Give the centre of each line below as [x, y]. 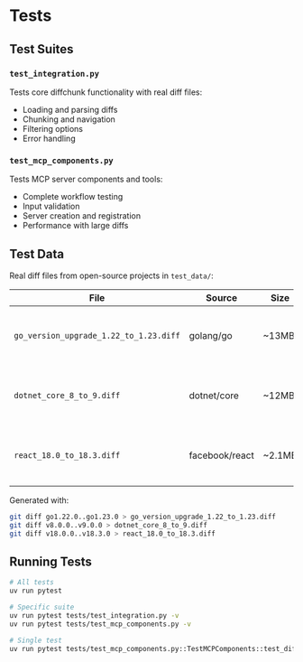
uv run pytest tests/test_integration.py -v [94, 616]
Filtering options [53, 128]
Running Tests [50, 562]
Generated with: [39, 500]
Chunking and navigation [69, 119]
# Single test [36, 640]
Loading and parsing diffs [70, 109]
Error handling [49, 138]
